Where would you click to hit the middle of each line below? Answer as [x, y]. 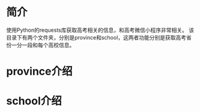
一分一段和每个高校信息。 [43, 45]
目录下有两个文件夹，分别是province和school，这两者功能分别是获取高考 [96, 37]
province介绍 [39, 72]
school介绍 [34, 101]
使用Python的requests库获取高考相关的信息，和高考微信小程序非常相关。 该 [100, 30]
